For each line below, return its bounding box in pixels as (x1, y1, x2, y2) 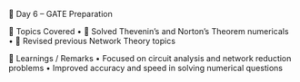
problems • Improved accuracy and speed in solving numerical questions (8, 63, 284, 73)
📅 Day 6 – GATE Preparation (8, 9, 113, 19)
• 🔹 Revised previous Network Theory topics (8, 36, 176, 46)
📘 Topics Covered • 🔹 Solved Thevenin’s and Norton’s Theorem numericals (8, 26, 289, 36)
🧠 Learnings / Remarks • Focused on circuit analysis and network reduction (8, 53, 292, 63)
